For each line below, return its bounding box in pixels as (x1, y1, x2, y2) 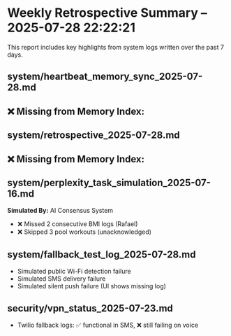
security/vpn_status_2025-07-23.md (7, 302, 173, 314)
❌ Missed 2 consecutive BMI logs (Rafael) (17, 220, 138, 228)
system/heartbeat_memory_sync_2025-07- (7, 71, 203, 83)
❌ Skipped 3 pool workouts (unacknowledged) (17, 227, 152, 236)
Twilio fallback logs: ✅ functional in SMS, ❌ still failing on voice (17, 321, 199, 329)
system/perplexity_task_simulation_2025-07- (7, 176, 211, 188)
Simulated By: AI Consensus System (7, 206, 114, 215)
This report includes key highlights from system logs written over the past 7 (7, 43, 225, 51)
